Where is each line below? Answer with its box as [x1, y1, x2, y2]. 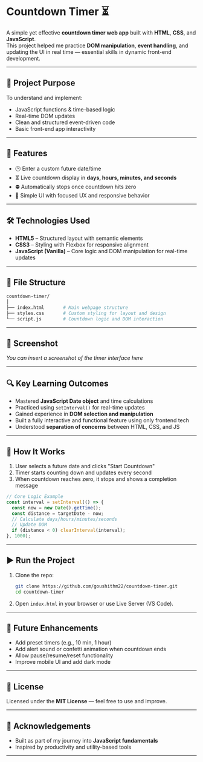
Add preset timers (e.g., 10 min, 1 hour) [14, 639, 112, 646]
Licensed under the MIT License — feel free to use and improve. [6, 698, 167, 705]
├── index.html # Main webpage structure [6, 304, 129, 311]
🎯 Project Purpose [6, 78, 76, 88]
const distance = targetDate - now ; [11, 510, 104, 517]
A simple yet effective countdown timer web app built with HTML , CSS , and [6, 28, 196, 36]
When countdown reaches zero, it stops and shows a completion [14, 475, 177, 482]
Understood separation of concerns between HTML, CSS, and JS [14, 423, 180, 431]
